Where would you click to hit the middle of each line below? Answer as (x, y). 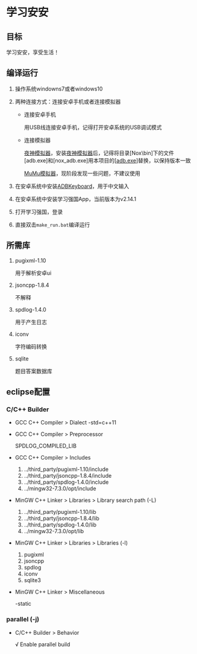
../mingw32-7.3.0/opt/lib (54, 531)
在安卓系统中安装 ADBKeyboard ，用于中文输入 (72, 186)
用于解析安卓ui (33, 273)
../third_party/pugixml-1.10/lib (60, 512)
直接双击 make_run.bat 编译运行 (52, 225)
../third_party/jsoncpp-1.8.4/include (68, 476)
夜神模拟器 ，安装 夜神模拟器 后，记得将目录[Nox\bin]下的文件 (99, 153)
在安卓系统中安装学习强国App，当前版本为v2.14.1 (76, 199)
